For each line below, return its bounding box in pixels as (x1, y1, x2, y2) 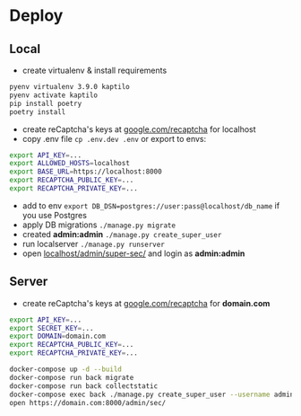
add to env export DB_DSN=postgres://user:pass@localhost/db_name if (21, 199, 280, 211)
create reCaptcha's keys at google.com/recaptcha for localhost (21, 123, 257, 135)
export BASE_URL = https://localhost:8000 (9, 167, 163, 176)
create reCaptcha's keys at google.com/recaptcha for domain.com (21, 297, 271, 308)
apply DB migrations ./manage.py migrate (21, 219, 176, 230)
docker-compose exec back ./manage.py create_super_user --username (9, 390, 271, 399)
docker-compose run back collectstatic (9, 381, 159, 391)
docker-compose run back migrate (9, 373, 134, 382)
